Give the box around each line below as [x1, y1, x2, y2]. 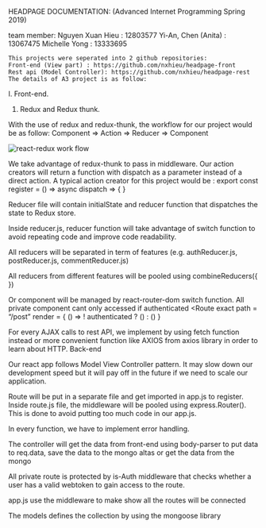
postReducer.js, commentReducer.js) [8, 256, 129, 265]
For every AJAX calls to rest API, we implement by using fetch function [8, 327, 240, 337]
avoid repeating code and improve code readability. [8, 232, 177, 241]
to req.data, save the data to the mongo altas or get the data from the [8, 448, 235, 457]
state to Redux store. [8, 208, 77, 218]
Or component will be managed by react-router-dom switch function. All [8, 295, 245, 304]
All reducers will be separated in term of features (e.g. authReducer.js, [8, 248, 238, 256]
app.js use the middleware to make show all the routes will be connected [8, 495, 246, 505]
